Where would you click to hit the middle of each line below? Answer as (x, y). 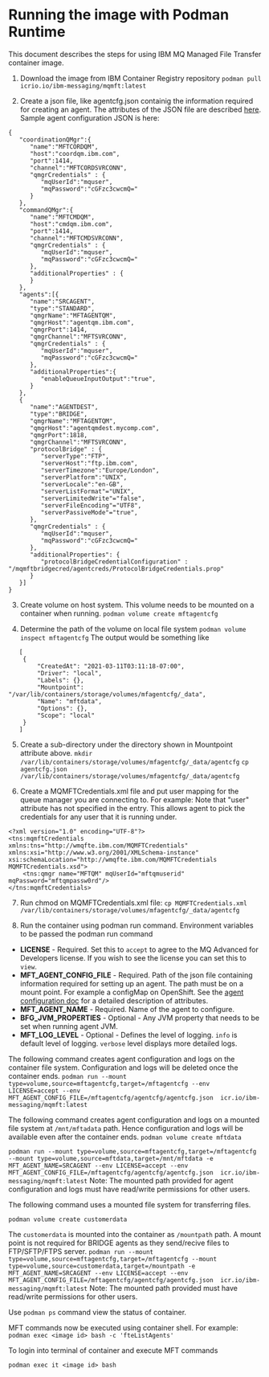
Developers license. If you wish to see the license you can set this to (133, 957)
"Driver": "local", (70, 673)
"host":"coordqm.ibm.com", (75, 154)
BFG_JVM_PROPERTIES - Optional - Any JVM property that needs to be (139, 1018)
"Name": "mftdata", (70, 701)
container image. (36, 63)
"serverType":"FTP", (75, 456)
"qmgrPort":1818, (59, 435)
